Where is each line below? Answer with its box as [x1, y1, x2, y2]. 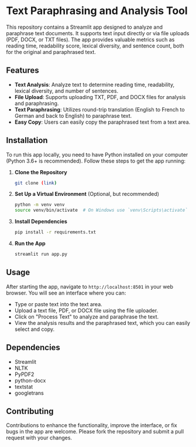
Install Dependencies [14, 218, 67, 225]
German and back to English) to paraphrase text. [14, 112, 132, 119]
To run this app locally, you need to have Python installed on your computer [6, 151, 188, 158]
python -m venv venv [14, 202, 65, 208]
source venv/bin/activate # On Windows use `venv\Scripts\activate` [14, 207, 188, 214]
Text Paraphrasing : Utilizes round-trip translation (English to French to [14, 106, 185, 113]
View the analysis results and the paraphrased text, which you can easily [14, 319, 190, 326]
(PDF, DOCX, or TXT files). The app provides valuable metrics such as [6, 36, 175, 43]
